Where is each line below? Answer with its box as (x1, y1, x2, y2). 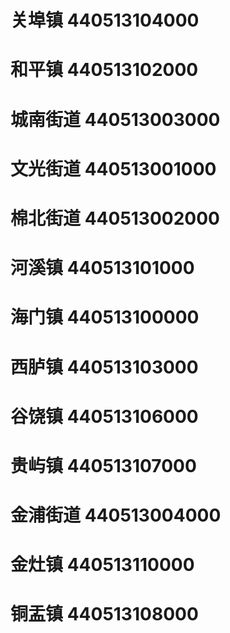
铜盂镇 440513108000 (10, 603, 199, 626)
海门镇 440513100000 (10, 306, 200, 329)
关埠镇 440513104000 (10, 9, 200, 32)
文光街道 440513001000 (10, 157, 217, 180)
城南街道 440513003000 (10, 108, 221, 131)
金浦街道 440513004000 (10, 504, 222, 527)
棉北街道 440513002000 (10, 207, 220, 230)
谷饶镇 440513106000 (10, 405, 199, 428)
